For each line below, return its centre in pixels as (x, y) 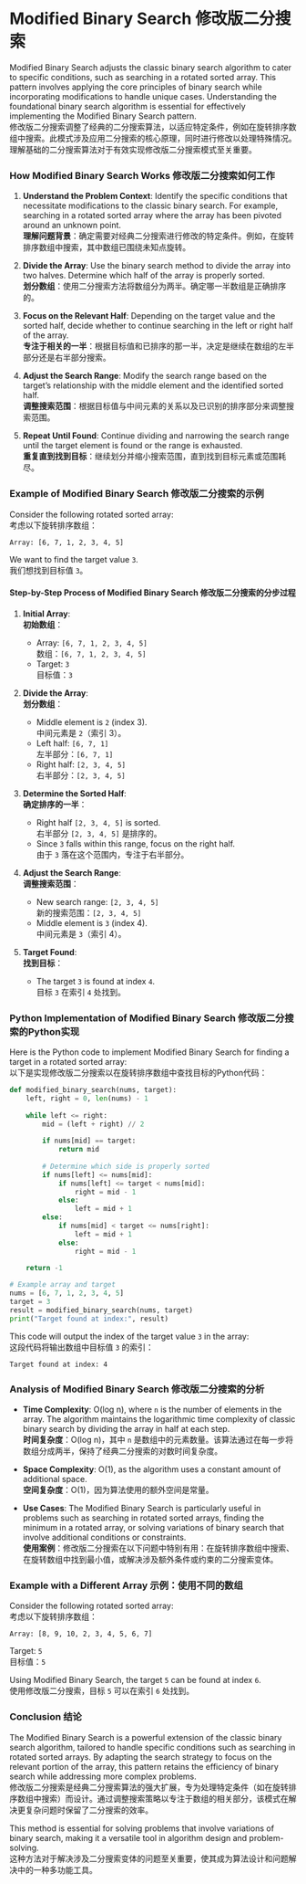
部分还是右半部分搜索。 (66, 358)
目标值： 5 (28, 1662)
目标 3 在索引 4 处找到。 (81, 992)
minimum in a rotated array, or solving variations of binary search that (153, 1527)
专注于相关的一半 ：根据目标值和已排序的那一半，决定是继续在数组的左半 (158, 346)
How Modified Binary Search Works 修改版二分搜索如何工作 (143, 175)
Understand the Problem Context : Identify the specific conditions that (155, 196)
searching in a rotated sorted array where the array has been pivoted (152, 216)
